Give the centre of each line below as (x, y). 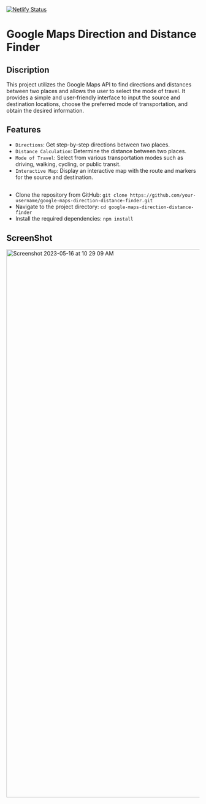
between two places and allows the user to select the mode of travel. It (96, 91)
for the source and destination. (54, 177)
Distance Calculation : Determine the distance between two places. (101, 151)
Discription (28, 70)
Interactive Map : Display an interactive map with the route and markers (105, 170)
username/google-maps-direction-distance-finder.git (84, 201)
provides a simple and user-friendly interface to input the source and (93, 97)
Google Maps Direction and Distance (101, 34)
